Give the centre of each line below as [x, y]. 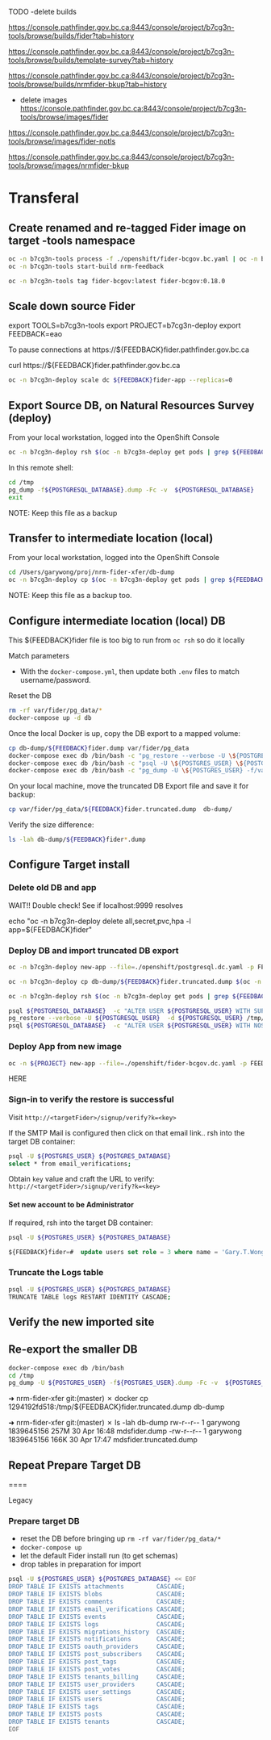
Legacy [21, 1500]
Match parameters [39, 656]
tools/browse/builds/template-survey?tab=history [91, 60]
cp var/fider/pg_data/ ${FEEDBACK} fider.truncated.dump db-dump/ [120, 809]
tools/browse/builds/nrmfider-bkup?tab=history [88, 84]
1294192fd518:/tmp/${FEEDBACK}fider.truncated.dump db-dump [117, 1407]
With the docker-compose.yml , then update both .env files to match [130, 671]
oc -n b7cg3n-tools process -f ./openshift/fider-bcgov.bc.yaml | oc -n [133, 259]
